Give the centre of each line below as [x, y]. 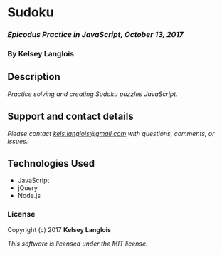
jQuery [27, 188]
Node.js [29, 196]
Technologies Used [51, 163]
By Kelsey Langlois [41, 54]
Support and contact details [70, 116]
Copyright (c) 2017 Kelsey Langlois [59, 229]
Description [34, 77]
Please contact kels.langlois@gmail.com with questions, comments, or [111, 133]
